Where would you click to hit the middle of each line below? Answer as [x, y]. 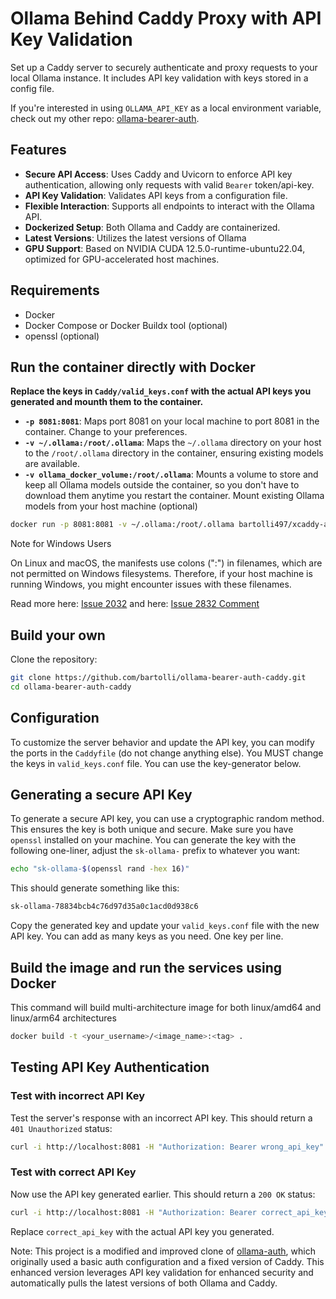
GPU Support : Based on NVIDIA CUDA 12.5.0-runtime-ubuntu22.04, [165, 248]
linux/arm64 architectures [63, 1018]
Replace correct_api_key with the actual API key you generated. [142, 1231]
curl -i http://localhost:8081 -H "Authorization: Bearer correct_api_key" [171, 1212]
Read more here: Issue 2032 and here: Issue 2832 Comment [135, 604]
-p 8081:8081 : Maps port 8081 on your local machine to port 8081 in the [172, 421]
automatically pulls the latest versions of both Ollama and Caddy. [144, 1283]
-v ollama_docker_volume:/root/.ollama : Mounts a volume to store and [171, 474]
